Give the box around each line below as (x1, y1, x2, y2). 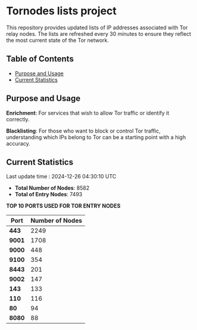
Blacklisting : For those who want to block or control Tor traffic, (6, 127, 161, 134)
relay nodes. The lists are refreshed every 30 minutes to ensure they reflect (6, 30, 192, 37)
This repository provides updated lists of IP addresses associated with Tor (6, 24, 188, 31)
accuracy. (6, 140, 31, 147)
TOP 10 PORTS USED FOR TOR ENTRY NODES (6, 202, 121, 209)
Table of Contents (6, 54, 74, 64)
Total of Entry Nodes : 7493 (14, 191, 83, 198)
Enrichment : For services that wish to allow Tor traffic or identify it (6, 109, 170, 116)
